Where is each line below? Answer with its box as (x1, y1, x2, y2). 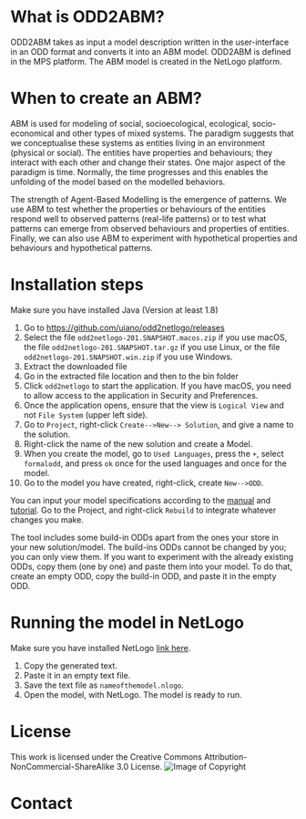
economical (10, 128, 55, 139)
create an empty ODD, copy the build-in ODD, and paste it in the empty (10, 570, 277, 581)
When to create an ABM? (10, 88, 203, 109)
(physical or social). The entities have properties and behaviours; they (10, 147, 273, 158)
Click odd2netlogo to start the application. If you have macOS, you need (23, 380, 292, 391)
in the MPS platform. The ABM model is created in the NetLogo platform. (10, 56, 282, 67)
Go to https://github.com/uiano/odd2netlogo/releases (23, 322, 226, 333)
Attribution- (204, 751, 248, 762)
